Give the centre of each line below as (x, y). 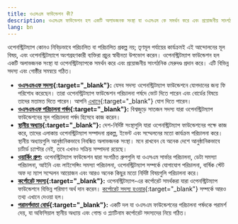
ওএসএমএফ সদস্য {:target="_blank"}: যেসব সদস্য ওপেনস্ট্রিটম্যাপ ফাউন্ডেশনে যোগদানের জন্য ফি (121, 85)
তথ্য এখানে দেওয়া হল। (41, 197)
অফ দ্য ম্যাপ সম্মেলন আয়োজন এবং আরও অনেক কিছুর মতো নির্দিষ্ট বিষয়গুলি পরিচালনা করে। (108, 173)
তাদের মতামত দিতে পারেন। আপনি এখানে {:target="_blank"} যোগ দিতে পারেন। (104, 101)
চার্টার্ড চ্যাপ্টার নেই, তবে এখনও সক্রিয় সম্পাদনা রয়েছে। (72, 149)
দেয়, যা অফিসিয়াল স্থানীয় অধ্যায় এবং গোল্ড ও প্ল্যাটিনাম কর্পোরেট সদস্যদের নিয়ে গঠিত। (102, 213)
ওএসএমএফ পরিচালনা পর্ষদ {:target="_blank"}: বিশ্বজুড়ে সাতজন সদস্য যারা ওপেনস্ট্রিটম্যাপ (115, 109)
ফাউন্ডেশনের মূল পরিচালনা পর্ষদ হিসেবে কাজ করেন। (69, 117)
